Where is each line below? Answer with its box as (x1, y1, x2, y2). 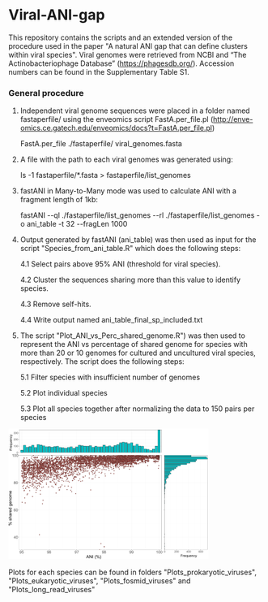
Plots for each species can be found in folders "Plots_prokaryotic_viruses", (8, 567, 257, 578)
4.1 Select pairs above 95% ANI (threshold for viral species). (19, 259, 221, 269)
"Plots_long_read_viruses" (8, 585, 96, 595)
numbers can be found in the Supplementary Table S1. (8, 67, 189, 76)
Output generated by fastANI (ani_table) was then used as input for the (19, 235, 257, 245)
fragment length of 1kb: (19, 195, 99, 205)
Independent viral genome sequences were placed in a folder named (19, 106, 250, 115)
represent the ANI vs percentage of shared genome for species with (19, 340, 249, 349)
